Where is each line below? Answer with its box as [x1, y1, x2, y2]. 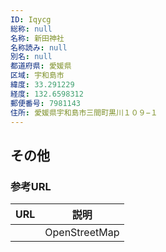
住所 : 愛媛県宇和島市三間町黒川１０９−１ [10, 107, 158, 118]
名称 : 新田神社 [10, 33, 65, 43]
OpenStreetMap [44, 226, 120, 240]
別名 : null [10, 52, 53, 62]
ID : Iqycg [10, 14, 52, 25]
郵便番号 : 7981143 [10, 98, 82, 108]
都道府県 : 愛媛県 [10, 61, 72, 71]
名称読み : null [10, 42, 68, 53]
